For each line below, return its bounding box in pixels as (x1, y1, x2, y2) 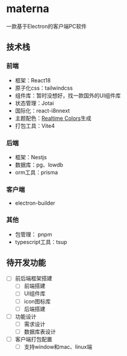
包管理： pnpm (14, 231, 52, 238)
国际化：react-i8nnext (14, 107, 70, 114)
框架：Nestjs (14, 153, 47, 160)
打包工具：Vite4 (14, 122, 55, 129)
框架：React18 (14, 76, 51, 84)
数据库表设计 (23, 328, 56, 335)
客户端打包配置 (14, 335, 52, 343)
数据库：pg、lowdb (14, 161, 63, 168)
